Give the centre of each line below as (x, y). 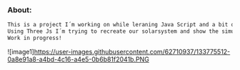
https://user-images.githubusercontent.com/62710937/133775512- (132, 51)
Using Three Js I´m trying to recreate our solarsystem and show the (113, 31)
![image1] (21, 51)
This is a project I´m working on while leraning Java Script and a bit (118, 25)
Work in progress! (35, 38)
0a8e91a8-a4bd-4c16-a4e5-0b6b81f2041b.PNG (79, 59)
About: (20, 10)
